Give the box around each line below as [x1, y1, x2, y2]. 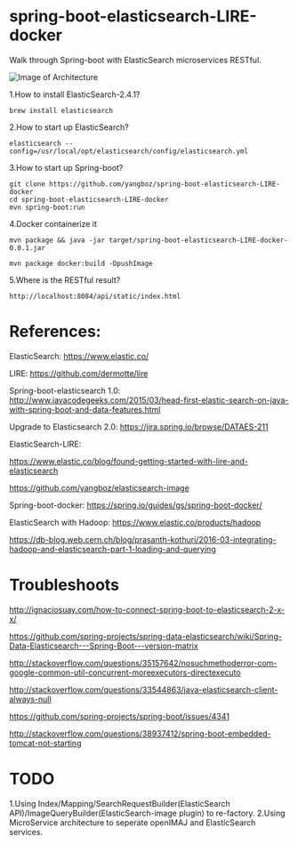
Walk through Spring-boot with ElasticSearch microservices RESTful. [9, 54, 262, 65]
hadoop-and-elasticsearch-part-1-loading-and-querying [9, 543, 216, 554]
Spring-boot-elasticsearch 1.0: [9, 385, 121, 396]
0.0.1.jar [9, 243, 46, 253]
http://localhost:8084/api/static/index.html [9, 292, 181, 301]
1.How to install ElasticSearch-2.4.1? [9, 89, 141, 100]
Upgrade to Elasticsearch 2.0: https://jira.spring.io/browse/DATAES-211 [9, 421, 269, 432]
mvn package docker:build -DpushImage [9, 259, 153, 268]
